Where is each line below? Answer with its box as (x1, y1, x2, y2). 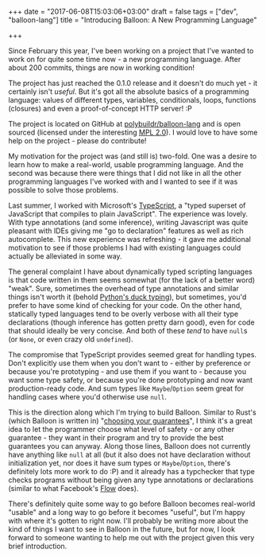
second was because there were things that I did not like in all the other (8, 169, 242, 177)
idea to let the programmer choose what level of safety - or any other (8, 425, 235, 434)
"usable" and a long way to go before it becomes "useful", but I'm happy (8, 508, 245, 516)
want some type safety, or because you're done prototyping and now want (8, 376, 253, 384)
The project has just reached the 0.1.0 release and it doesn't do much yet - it (8, 79, 258, 88)
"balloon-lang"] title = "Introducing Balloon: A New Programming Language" (8, 15, 257, 25)
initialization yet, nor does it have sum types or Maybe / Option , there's (8, 458, 231, 468)
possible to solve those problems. (8, 185, 119, 194)
